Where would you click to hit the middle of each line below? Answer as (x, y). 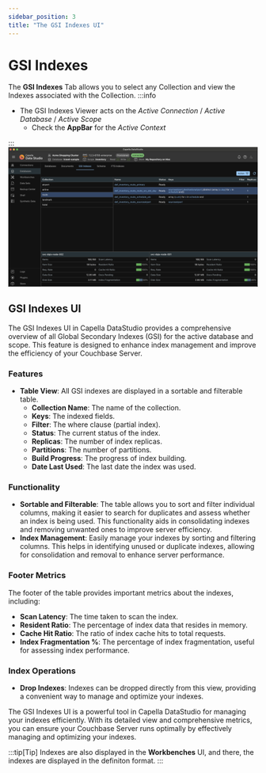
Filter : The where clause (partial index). (96, 425)
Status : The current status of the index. (96, 433)
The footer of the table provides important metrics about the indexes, (121, 592)
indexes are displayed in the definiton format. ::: (86, 760)
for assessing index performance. (75, 650)
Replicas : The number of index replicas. (97, 442)
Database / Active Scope (61, 120)
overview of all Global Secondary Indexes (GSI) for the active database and (131, 336)
